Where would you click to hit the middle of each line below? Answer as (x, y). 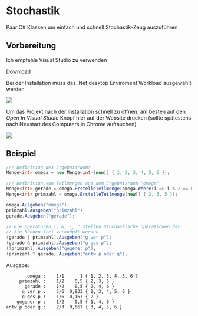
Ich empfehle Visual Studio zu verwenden (57, 60)
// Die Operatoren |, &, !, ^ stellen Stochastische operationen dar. (95, 226)
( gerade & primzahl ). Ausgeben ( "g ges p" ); (59, 243)
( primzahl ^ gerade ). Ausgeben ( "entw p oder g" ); (67, 254)
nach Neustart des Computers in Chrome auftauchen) (71, 124)
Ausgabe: (18, 265)
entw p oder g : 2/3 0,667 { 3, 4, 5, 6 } (64, 307)
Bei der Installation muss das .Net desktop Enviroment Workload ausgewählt (99, 83)
